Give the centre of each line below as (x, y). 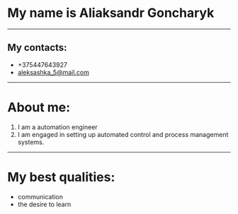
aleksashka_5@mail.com (53, 72)
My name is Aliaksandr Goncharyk (111, 13)
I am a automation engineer (57, 127)
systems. (31, 142)
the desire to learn (44, 204)
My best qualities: (61, 177)
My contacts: (37, 48)
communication (40, 196)
